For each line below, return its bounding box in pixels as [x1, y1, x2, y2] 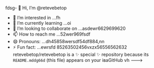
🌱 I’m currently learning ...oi [12, 20, 71, 26]
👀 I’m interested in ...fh [12, 15, 61, 20]
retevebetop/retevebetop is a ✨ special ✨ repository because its [12, 51, 149, 57]
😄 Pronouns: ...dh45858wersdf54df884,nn [12, 39, 105, 44]
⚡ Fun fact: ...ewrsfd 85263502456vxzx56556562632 [12, 44, 127, 50]
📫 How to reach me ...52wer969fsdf [12, 31, 91, 37]
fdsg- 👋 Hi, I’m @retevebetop [5, 5, 67, 11]
